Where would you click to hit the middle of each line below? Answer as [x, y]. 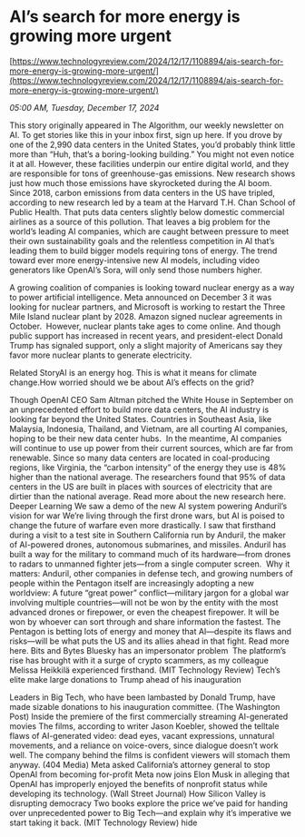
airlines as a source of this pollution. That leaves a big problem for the [140, 222]
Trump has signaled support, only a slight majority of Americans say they [146, 345]
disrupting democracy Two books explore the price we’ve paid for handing [149, 803]
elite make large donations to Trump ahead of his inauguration [126, 679]
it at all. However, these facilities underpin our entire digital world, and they [149, 163]
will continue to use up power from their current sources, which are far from [151, 448]
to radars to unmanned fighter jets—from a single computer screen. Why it [150, 564]
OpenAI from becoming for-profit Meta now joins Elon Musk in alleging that [150, 774]
